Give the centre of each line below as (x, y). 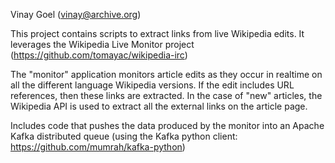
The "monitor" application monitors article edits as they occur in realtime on (166, 74)
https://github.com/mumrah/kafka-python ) (98, 147)
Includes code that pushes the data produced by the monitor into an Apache (167, 125)
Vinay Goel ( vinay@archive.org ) (76, 14)
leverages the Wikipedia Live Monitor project (102, 44)
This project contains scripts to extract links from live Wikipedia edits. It (157, 33)
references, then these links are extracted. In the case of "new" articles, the (166, 95)
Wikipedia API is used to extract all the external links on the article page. (159, 106)
